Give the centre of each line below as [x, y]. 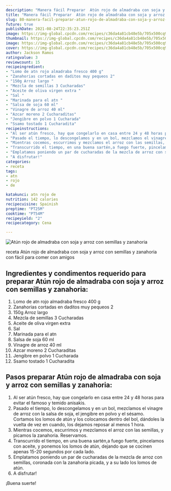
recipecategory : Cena [29, 223]
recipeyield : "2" [24, 218]
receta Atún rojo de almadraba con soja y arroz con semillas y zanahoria [81, 252]
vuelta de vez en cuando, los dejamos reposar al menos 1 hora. [79, 424]
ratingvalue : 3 [22, 57]
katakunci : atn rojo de [31, 195]
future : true [20, 24]
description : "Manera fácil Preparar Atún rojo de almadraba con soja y [85, 10]
